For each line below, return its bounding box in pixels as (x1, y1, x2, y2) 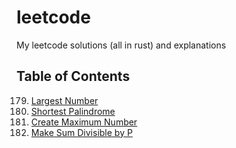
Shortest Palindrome (30, 105, 116, 117)
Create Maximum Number (30, 116, 138, 128)
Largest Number (30, 94, 99, 106)
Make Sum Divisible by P (30, 126, 133, 138)
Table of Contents (16, 68, 131, 85)
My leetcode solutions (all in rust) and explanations (16, 39, 227, 51)
